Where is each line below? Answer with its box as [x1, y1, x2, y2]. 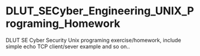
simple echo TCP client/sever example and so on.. [5, 43, 130, 50]
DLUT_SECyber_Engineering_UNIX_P [5, 4, 194, 18]
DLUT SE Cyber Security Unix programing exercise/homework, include [5, 36, 181, 43]
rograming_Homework [5, 17, 121, 30]
